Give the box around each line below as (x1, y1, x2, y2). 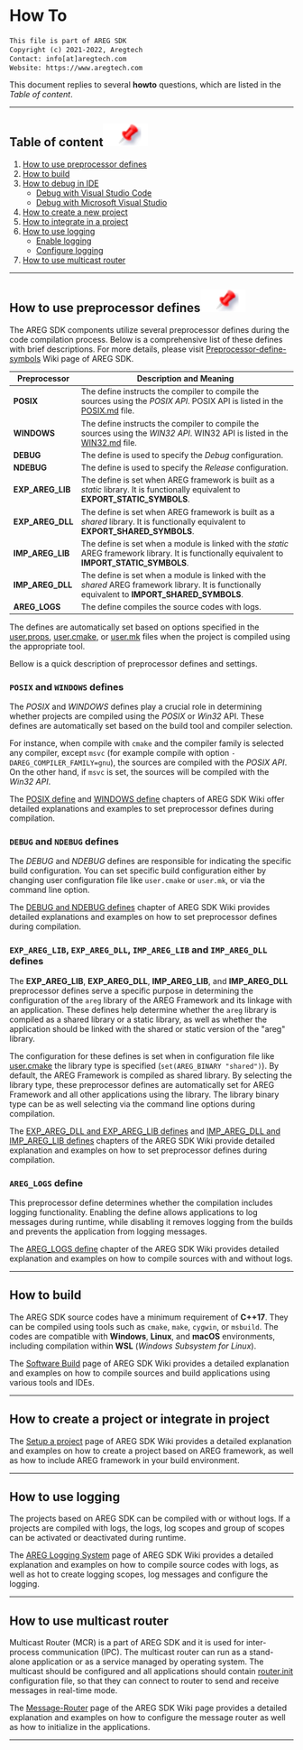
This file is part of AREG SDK (9, 36, 127, 45)
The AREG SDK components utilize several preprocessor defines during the (9, 324, 290, 335)
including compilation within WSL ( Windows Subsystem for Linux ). (9, 1340, 257, 1351)
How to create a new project (22, 207, 128, 217)
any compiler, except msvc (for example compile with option (9, 748, 230, 759)
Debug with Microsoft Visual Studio (35, 197, 168, 207)
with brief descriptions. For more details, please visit (9, 344, 205, 355)
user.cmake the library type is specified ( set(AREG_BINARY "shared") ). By (9, 1060, 280, 1071)
